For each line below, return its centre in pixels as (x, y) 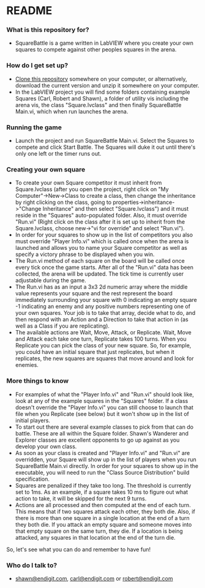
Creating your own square (46, 169)
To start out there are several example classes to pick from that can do (104, 427)
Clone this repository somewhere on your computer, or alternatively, (101, 79)
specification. (32, 479)
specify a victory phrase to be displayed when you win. (85, 254)
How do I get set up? (37, 66)
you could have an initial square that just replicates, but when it (95, 352)
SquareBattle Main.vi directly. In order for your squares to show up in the (107, 466)
